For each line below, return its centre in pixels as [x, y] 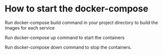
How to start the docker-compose [76, 9]
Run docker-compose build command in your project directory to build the [81, 22]
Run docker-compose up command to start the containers [65, 37]
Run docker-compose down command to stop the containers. [68, 47]
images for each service [30, 27]
